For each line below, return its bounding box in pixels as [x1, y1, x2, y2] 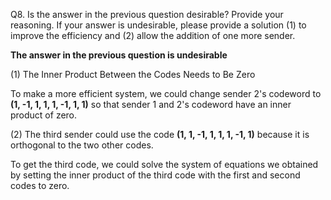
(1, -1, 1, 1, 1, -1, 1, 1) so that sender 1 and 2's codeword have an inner [10, 99, 292, 110]
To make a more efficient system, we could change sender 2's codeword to [10, 88, 322, 99]
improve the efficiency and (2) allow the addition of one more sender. [10, 30, 296, 41]
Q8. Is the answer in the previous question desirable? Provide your [10, 9, 284, 20]
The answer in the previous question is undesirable [10, 49, 228, 61]
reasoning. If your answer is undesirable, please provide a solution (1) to [10, 19, 307, 31]
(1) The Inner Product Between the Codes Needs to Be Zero [10, 69, 256, 80]
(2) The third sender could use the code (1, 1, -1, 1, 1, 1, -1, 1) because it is [10, 129, 310, 140]
